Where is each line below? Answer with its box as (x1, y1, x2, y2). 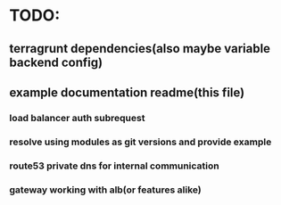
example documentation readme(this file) (9, 85, 245, 100)
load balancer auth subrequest (9, 111, 145, 124)
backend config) (9, 54, 103, 70)
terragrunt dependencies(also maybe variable (9, 41, 270, 56)
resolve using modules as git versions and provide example (9, 135, 272, 148)
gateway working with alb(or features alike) (9, 184, 202, 196)
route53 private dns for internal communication (9, 160, 220, 172)
